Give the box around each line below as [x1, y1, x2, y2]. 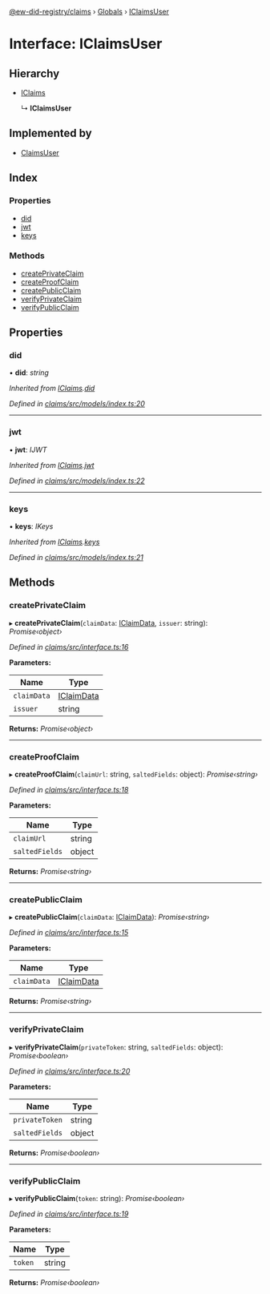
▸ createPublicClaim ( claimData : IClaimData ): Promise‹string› [9, 913, 210, 922]
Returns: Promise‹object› [9, 724, 94, 733]
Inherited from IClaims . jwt [9, 460, 95, 470]
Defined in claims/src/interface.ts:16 [9, 642, 129, 651]
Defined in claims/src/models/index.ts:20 [9, 399, 145, 409]
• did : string [9, 368, 49, 377]
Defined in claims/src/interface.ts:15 [9, 928, 129, 937]
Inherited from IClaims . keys [9, 537, 100, 547]
